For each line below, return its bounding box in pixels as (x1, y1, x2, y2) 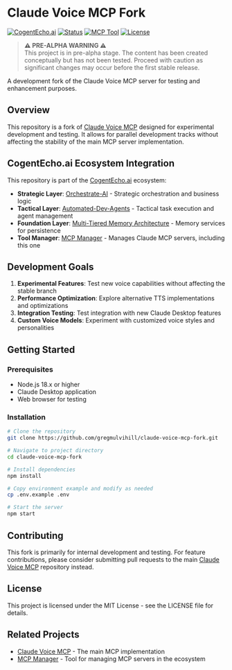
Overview (7, 104, 51, 116)
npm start (7, 510, 36, 517)
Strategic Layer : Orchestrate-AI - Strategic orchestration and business (17, 189, 220, 198)
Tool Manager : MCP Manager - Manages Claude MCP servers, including (17, 234, 225, 242)
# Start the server (7, 504, 64, 511)
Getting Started (7, 343, 75, 355)
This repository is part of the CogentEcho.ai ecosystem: (7, 175, 167, 184)
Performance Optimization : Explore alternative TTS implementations (17, 294, 215, 302)
